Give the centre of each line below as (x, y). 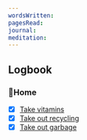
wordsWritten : (31, 15)
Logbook (30, 69)
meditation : (27, 38)
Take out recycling (49, 118)
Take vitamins (42, 109)
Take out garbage (48, 127)
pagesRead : (26, 23)
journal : (22, 30)
